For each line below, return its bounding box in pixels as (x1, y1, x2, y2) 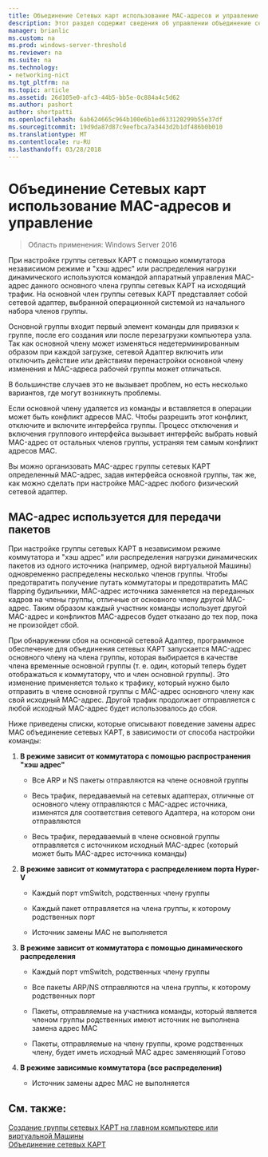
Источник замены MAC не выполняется (31, 928, 167, 937)
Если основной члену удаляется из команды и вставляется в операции (8, 404, 252, 414)
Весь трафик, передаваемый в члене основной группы (31, 832, 220, 842)
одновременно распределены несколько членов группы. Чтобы (8, 569, 228, 579)
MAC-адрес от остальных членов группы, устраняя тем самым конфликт (8, 438, 258, 447)
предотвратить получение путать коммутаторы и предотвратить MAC (8, 578, 249, 588)
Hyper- (235, 864, 260, 874)
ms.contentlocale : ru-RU (8, 137, 91, 146)
